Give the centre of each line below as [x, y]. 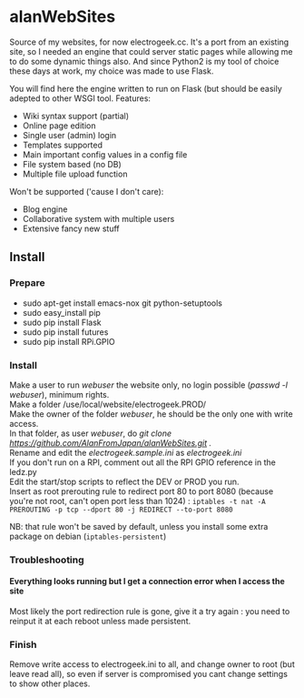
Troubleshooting [47, 560]
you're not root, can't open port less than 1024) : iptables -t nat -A [137, 501]
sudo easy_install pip [62, 312]
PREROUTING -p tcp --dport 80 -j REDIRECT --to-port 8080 [121, 510]
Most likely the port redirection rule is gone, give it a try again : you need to [150, 612]
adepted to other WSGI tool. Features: [80, 98]
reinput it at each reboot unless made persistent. [100, 622]
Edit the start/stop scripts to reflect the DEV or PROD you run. [124, 481]
